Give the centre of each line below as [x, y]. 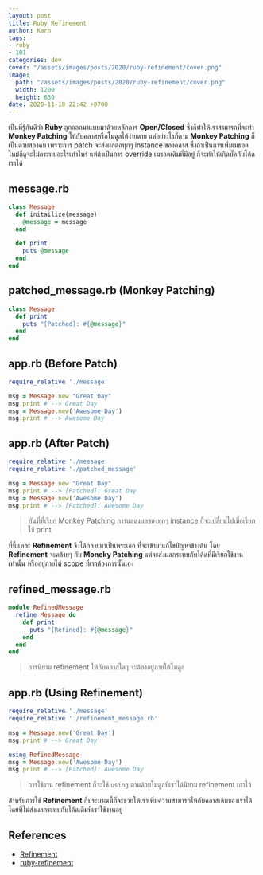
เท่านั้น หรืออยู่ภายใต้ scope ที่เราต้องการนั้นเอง [71, 563]
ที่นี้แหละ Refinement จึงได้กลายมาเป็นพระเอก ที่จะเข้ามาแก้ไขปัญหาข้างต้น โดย [114, 546]
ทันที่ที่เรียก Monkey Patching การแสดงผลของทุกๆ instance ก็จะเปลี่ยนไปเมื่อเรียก [141, 521]
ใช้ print [39, 530]
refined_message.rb [60, 589]
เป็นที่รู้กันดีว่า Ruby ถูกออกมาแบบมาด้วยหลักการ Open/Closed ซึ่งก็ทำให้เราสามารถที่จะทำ [131, 128]
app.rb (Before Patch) [63, 363]
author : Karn [30, 30]
